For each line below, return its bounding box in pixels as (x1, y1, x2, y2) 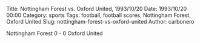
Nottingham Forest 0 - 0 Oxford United (6, 30, 103, 37)
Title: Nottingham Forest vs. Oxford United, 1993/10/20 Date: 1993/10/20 (6, 5, 187, 12)
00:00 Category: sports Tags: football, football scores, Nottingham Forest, (6, 12, 191, 19)
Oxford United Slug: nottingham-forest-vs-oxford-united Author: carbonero (6, 18, 195, 25)
